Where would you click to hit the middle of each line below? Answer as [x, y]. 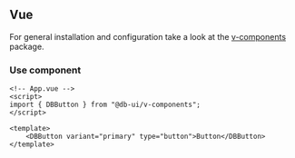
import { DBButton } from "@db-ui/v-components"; [105, 105]
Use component [45, 70]
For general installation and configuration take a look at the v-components [148, 36]
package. [27, 46]
